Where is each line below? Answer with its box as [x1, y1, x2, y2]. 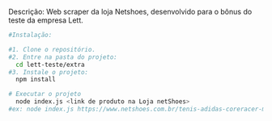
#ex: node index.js [8, 105, 74, 113]
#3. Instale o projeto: [8, 68, 89, 76]
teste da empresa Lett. [8, 15, 83, 25]
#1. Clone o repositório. [8, 45, 96, 53]
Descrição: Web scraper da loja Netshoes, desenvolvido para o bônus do [8, 7, 253, 16]
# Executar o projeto [8, 90, 82, 98]
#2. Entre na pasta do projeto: [8, 52, 117, 61]
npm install [15, 76, 57, 84]
